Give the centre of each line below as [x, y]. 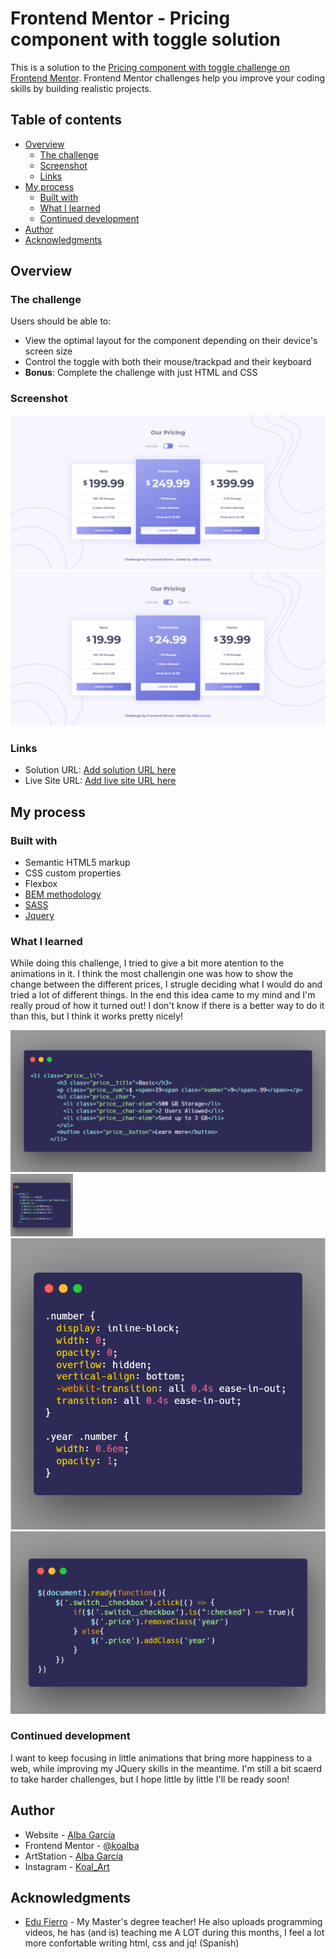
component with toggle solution [145, 39]
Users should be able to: [61, 321]
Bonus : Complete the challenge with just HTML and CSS [141, 373]
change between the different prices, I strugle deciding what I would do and [166, 984]
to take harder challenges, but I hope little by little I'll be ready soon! [150, 1779]
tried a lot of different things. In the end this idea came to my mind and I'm [163, 995]
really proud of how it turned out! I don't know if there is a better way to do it [167, 1006]
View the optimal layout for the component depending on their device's [171, 341]
